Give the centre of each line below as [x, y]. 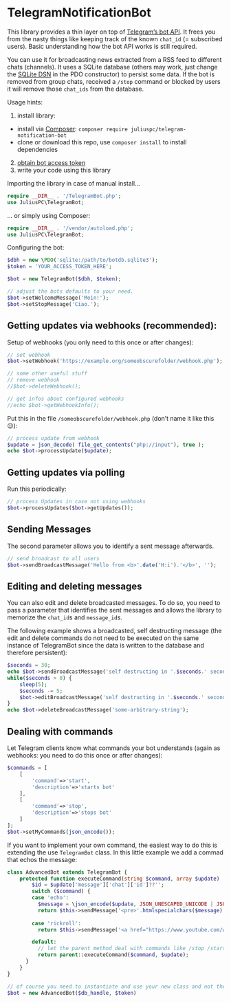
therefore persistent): [37, 653]
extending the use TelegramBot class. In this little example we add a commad [115, 852]
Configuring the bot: [36, 247]
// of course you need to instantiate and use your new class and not [110, 987]
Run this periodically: [37, 489]
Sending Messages [49, 530]
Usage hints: [25, 102]
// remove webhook [33, 380]
